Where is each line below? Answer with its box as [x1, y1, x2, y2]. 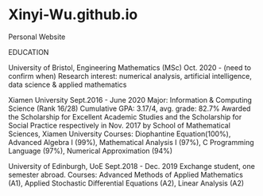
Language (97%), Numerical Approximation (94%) [8, 146, 173, 155]
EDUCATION [8, 47, 49, 57]
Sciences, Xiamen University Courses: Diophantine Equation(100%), [8, 129, 231, 139]
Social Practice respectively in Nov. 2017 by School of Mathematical [8, 120, 230, 130]
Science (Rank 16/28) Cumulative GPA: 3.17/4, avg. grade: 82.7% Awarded [8, 104, 251, 113]
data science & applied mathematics [8, 80, 127, 89]
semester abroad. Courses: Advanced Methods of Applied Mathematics [8, 170, 244, 179]
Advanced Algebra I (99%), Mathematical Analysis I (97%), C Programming [8, 137, 254, 147]
